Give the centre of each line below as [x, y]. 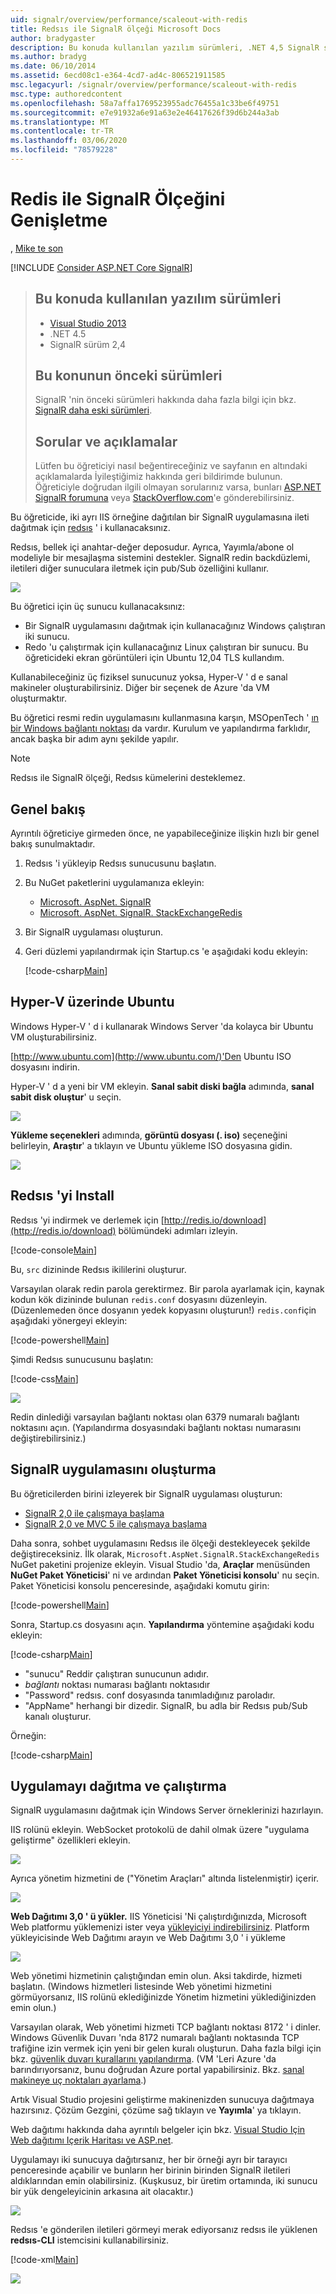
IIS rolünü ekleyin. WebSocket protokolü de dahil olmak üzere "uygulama [160, 1830]
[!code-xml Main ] [44, 2260]
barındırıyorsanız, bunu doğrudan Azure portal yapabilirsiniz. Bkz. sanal [157, 2070]
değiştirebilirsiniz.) [48, 1438]
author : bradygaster [53, 38]
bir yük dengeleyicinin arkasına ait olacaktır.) [102, 2192]
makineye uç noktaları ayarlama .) [78, 2080]
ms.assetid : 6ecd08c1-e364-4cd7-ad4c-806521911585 [118, 76]
